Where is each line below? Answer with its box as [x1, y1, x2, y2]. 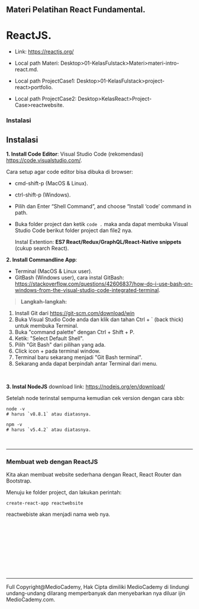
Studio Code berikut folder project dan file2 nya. [14, 227, 133, 234]
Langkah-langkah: [20, 298, 68, 305]
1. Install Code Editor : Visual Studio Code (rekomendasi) [6, 151, 144, 158]
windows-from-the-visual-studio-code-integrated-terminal [14, 287, 159, 294]
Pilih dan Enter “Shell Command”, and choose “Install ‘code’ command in [14, 203, 191, 210]
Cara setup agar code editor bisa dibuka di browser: [6, 169, 133, 176]
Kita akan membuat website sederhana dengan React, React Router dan [6, 471, 182, 478]
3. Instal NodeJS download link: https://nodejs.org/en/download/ [6, 383, 165, 391]
